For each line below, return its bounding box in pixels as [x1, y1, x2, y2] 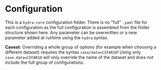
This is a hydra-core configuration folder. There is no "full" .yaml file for [5, 19, 147, 25]
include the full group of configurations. [5, 59, 84, 65]
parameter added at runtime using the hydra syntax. [5, 35, 109, 41]
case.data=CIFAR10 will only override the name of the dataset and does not [5, 54, 154, 60]
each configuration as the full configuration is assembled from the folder [5, 24, 150, 30]
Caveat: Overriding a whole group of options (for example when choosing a [5, 44, 157, 50]
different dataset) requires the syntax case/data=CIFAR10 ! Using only [5, 49, 141, 55]
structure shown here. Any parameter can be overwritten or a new [5, 29, 137, 35]
